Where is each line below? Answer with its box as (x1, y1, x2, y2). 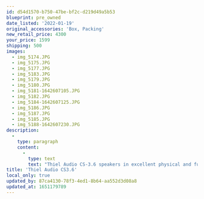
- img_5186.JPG (12, 104, 50, 111)
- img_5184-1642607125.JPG (12, 99, 80, 105)
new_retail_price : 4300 (6, 32, 67, 38)
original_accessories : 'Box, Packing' (6, 25, 104, 32)
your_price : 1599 (6, 37, 50, 43)
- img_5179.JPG (12, 76, 50, 83)
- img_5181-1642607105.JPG (12, 88, 80, 94)
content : (17, 144, 39, 150)
